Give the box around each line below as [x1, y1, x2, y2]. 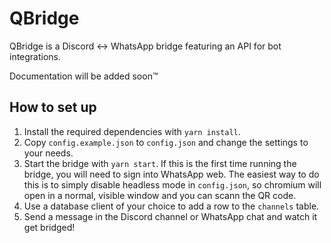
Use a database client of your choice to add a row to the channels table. [23, 200, 320, 212]
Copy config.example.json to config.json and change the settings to [23, 136, 309, 148]
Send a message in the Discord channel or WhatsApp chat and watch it [23, 210, 318, 222]
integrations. [9, 50, 62, 62]
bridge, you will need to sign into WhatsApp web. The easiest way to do [23, 168, 320, 180]
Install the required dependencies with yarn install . [23, 125, 241, 137]
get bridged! [23, 221, 76, 233]
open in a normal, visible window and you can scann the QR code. [23, 189, 297, 201]
